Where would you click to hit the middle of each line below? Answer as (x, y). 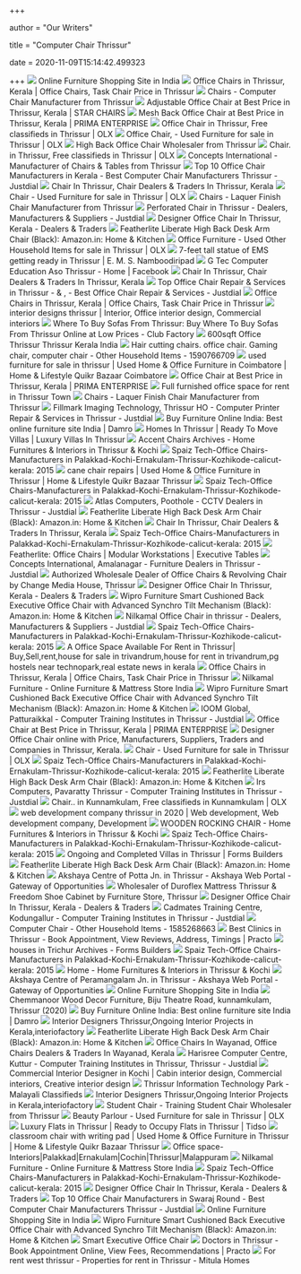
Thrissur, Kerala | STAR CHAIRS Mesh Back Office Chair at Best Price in (146, 113)
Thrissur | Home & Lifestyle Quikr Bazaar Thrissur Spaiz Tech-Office (141, 481)
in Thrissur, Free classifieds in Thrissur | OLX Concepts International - (143, 155)
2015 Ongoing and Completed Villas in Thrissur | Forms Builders (159, 854)
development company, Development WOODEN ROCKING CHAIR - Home (150, 823)
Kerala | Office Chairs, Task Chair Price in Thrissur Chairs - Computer (143, 91)
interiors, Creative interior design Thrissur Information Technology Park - (149, 1084)
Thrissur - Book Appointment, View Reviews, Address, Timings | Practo (141, 939)
